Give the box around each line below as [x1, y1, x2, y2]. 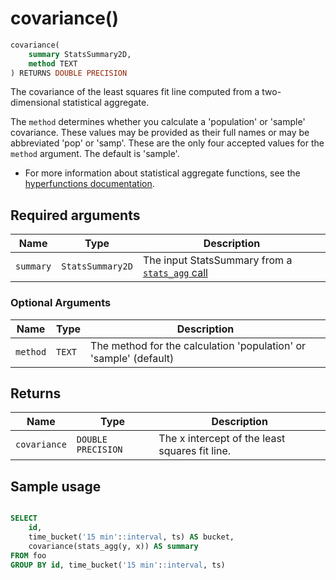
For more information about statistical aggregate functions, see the [24, 167, 301, 179]
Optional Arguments [10, 296, 112, 310]
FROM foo [10, 550, 47, 561]
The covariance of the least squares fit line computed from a [10, 86, 260, 98]
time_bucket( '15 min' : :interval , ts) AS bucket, [28, 532, 235, 542]
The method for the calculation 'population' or [90, 338, 307, 352]
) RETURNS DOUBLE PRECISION [10, 68, 128, 78]
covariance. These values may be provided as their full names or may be [10, 127, 310, 139]
